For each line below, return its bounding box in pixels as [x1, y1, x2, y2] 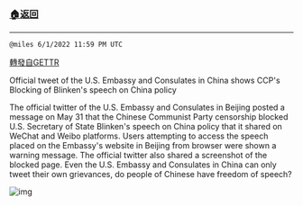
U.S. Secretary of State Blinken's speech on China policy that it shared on [9, 121, 282, 132]
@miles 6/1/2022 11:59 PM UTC [9, 40, 124, 49]
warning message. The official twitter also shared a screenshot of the [9, 150, 268, 161]
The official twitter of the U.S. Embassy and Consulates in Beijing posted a [9, 102, 286, 113]
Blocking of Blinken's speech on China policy [9, 85, 178, 95]
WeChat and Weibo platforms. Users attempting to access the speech [9, 130, 269, 141]
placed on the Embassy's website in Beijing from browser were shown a [9, 140, 277, 151]
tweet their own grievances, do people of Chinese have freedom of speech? [9, 169, 292, 180]
